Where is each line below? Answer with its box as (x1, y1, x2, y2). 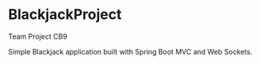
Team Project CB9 (8, 32, 67, 41)
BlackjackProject (8, 6, 122, 24)
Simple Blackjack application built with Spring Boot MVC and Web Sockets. (8, 47, 253, 56)
